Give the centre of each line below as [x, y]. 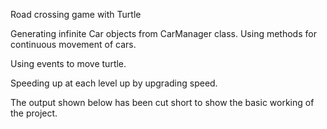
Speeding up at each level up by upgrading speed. [114, 83]
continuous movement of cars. [73, 44]
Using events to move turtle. [68, 63]
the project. [34, 113]
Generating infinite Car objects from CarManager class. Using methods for [163, 33]
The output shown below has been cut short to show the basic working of [162, 102]
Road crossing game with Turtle [76, 14]
